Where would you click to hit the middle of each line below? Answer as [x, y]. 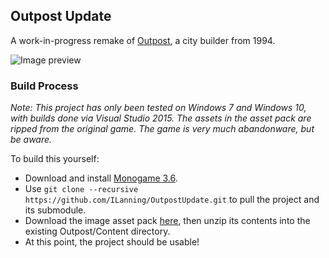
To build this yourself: [55, 159]
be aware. [31, 140]
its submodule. [55, 210]
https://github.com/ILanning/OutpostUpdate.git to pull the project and [172, 200]
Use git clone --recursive [81, 189]
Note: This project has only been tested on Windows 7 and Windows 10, [158, 108]
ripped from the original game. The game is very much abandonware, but [162, 129]
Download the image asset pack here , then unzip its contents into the [167, 221]
